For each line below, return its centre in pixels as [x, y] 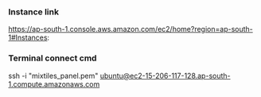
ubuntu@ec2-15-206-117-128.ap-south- [165, 76]
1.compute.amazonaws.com [54, 84]
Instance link [34, 12]
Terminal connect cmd [53, 58]
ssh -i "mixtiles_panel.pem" [53, 76]
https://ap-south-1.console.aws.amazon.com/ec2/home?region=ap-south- [130, 29]
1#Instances [28, 37]
